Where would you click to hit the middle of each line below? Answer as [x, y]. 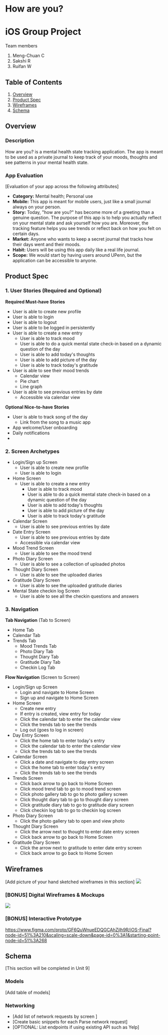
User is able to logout [35, 322]
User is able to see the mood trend [56, 553]
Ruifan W [22, 67]
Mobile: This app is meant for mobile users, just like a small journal [81, 201]
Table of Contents [34, 82]
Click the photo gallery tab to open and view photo [72, 821]
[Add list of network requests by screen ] [55, 1016]
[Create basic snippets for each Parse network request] [70, 1022]
